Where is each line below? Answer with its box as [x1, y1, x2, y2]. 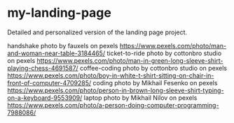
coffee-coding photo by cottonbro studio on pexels [79, 64, 228, 72]
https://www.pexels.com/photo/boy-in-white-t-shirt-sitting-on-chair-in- [7, 71, 214, 80]
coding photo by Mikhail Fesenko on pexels [92, 78, 218, 87]
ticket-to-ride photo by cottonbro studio [106, 49, 222, 57]
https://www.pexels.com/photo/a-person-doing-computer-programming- [7, 101, 219, 109]
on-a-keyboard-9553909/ [7, 93, 83, 102]
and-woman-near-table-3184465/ [7, 49, 106, 57]
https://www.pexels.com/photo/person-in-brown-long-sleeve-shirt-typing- [7, 86, 224, 94]
